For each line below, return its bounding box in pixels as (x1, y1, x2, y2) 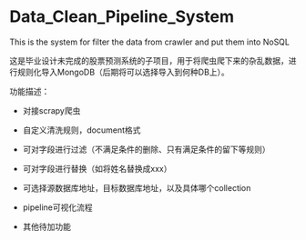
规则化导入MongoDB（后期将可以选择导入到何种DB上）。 (16, 66, 229, 77)
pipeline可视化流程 (22, 202, 93, 213)
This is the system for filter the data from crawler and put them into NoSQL (9, 36, 290, 47)
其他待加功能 (22, 221, 71, 232)
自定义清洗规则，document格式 (22, 125, 141, 135)
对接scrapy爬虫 (22, 105, 81, 115)
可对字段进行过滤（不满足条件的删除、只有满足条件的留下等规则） (22, 144, 270, 155)
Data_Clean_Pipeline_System (9, 6, 235, 27)
